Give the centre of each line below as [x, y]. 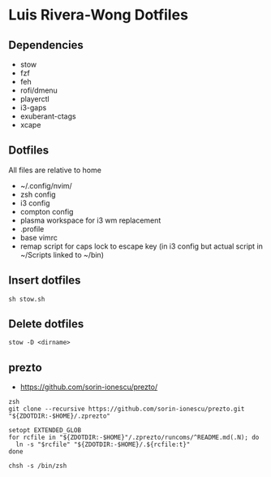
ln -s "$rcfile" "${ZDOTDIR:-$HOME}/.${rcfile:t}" [103, 444]
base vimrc [39, 237]
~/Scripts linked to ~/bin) [62, 254]
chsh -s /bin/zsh [38, 466]
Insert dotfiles [45, 281]
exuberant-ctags [48, 116]
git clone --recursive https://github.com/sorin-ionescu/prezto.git [127, 409]
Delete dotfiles [46, 324]
